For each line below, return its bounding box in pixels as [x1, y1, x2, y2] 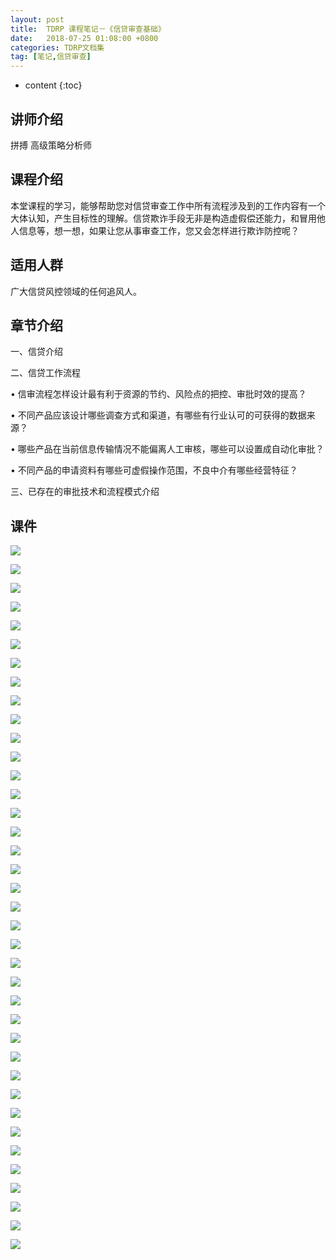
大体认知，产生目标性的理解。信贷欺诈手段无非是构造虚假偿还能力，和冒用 [10, 212, 317, 224]
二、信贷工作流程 [10, 367, 81, 379]
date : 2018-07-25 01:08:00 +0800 [10, 33, 159, 43]
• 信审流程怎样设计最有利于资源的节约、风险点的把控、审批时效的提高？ [10, 388, 307, 400]
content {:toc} [24, 79, 83, 91]
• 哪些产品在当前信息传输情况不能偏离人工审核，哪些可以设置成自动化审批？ [10, 443, 325, 455]
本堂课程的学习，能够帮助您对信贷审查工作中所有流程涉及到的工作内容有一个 [10, 199, 326, 211]
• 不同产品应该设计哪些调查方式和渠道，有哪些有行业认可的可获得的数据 [10, 409, 307, 421]
